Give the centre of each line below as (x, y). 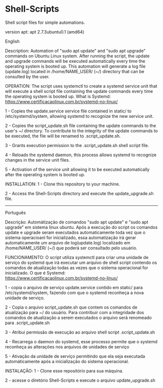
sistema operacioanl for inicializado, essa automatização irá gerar (71, 238)
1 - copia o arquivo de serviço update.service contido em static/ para (74, 287)
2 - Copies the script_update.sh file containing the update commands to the (81, 126)
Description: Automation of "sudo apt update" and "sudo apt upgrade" (75, 51)
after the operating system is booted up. (45, 174)
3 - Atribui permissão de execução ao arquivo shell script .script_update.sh (80, 332)
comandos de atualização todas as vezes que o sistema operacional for (77, 268)
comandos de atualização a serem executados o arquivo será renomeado (78, 317)
